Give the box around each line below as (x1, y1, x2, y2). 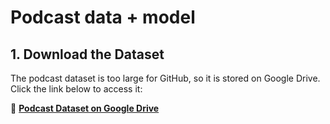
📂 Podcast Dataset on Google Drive (10, 102, 160, 114)
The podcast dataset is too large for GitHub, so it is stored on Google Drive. (10, 72, 321, 84)
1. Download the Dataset (10, 46, 165, 63)
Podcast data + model (10, 6, 196, 29)
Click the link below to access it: (10, 83, 143, 95)
